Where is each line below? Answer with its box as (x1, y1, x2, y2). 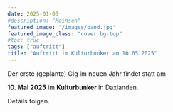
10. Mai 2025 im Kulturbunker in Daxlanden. (7, 83, 139, 91)
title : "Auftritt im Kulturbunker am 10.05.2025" (7, 50, 158, 57)
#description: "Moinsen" (7, 17, 81, 24)
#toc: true (7, 37, 40, 44)
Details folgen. (7, 96, 50, 105)
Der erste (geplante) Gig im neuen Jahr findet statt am (7, 69, 166, 78)
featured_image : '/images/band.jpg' (7, 23, 116, 30)
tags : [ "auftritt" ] (7, 43, 65, 50)
